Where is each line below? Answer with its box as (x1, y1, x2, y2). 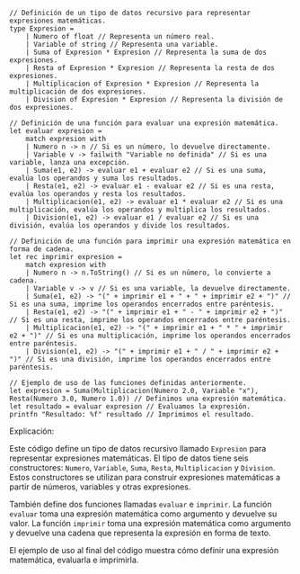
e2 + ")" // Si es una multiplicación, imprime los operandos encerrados (9, 331, 292, 340)
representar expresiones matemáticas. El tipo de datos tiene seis (9, 453, 249, 463)
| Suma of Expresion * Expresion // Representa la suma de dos (25, 48, 268, 57)
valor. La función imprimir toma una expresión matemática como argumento (9, 518, 292, 528)
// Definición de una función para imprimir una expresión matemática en (9, 237, 292, 246)
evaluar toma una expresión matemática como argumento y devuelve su (9, 508, 278, 519)
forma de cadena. (9, 245, 75, 254)
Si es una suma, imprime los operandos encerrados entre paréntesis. (9, 300, 276, 309)
